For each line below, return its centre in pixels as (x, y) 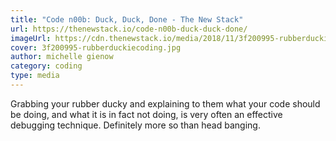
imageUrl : (31, 38)
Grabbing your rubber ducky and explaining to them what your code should (165, 103)
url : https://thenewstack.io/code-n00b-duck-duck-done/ (129, 29)
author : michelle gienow (62, 57)
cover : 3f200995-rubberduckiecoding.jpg (96, 47)
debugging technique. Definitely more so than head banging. (135, 125)
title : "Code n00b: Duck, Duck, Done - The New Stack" (127, 19)
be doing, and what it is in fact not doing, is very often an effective (146, 114)
